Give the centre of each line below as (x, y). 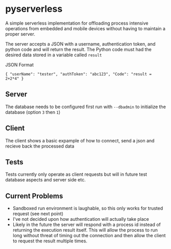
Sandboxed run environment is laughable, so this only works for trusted (88, 209)
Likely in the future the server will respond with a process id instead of (87, 225)
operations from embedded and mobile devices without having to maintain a (86, 28)
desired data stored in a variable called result (54, 55)
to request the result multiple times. (50, 241)
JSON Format (20, 65)
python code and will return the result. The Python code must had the (78, 49)
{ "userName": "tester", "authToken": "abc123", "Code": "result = (79, 74)
